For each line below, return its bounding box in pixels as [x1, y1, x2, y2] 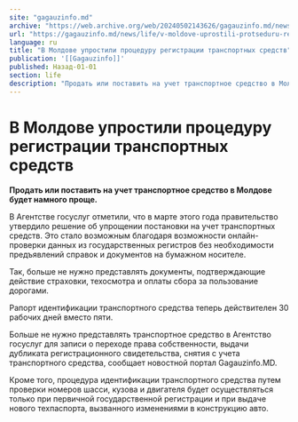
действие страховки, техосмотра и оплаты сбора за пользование [9, 275, 259, 286]
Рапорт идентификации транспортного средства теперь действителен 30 [9, 302, 289, 313]
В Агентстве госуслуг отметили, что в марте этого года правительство [9, 211, 278, 222]
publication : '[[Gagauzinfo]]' [9, 54, 125, 63]
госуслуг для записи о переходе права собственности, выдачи [9, 338, 249, 349]
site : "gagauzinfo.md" [9, 12, 93, 22]
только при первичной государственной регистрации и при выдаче [9, 393, 267, 404]
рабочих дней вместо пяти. [9, 312, 114, 322]
